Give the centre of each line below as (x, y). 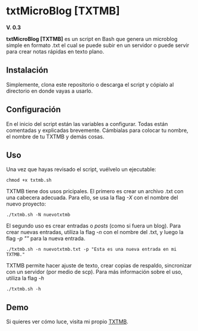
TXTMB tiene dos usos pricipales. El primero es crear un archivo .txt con (95, 191)
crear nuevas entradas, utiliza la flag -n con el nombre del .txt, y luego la (95, 232)
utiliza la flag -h (25, 278)
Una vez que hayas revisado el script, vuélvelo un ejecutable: (81, 169)
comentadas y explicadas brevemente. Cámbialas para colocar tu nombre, (97, 130)
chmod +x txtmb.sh (29, 180)
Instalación (27, 70)
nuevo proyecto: (26, 204)
